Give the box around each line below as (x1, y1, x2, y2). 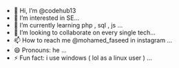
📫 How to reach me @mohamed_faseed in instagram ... (13, 36, 173, 44)
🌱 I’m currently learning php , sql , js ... (13, 21, 123, 29)
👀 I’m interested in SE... (13, 14, 80, 22)
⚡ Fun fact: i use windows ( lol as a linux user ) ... (13, 54, 153, 62)
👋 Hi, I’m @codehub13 (13, 7, 76, 14)
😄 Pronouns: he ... (13, 46, 67, 54)
